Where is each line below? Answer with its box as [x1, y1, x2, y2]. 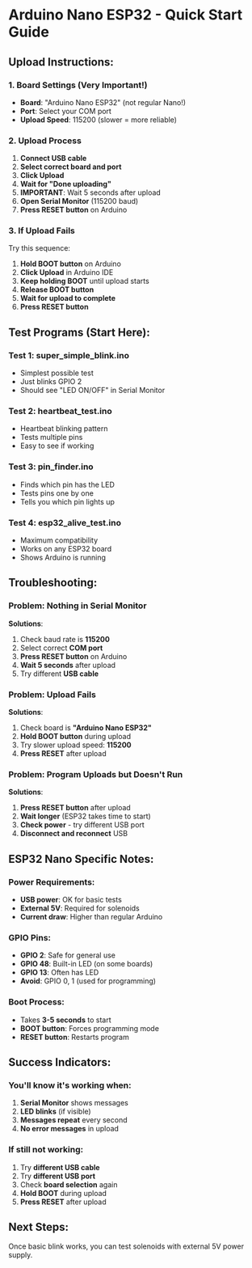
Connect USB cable [19, 154, 87, 163]
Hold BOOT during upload [19, 1188, 107, 1198]
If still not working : [8, 1144, 83, 1156]
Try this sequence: [8, 243, 71, 253]
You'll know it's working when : [8, 1080, 132, 1091]
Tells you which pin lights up [19, 497, 115, 506]
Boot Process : [8, 996, 65, 1008]
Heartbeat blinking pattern [19, 424, 108, 433]
